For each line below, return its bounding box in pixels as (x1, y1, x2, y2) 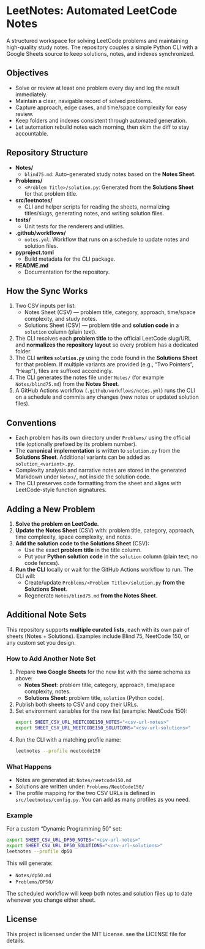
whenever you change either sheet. (6, 896, 96, 904)
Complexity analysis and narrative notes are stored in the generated (15, 467, 187, 474)
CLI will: (15, 572, 35, 580)
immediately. (15, 90, 48, 98)
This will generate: (6, 859, 53, 867)
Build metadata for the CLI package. (24, 255, 116, 263)
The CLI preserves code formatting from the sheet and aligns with (15, 480, 182, 487)
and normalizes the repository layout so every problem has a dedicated (15, 341, 199, 348)
